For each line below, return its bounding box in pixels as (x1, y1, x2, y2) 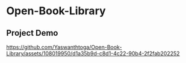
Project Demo (6, 28, 58, 38)
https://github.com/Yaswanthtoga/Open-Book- (6, 43, 122, 51)
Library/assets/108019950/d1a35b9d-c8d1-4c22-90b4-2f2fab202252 (6, 50, 180, 57)
